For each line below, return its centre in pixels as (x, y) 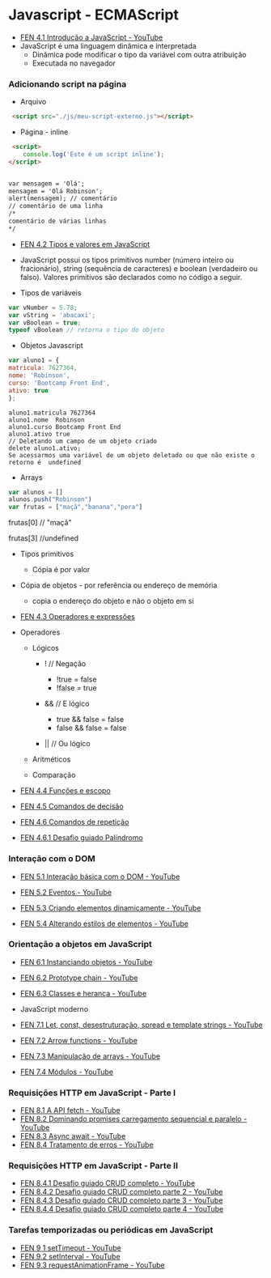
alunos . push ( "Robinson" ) (50, 499)
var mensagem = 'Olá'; (47, 184)
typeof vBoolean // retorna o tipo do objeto (86, 330)
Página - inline (44, 132)
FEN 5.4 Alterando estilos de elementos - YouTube (104, 923)
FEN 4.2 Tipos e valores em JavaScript (85, 244)
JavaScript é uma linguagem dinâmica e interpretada (108, 45)
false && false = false (91, 728)
